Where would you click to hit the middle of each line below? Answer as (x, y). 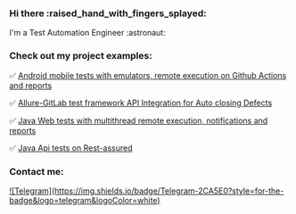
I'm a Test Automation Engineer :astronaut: (88, 33)
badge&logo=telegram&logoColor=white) (85, 200)
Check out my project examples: (81, 56)
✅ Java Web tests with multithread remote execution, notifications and (139, 120)
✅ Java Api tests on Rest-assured (71, 148)
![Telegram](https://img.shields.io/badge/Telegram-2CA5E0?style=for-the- (147, 191)
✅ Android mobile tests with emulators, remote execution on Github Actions (148, 75)
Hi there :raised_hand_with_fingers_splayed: (108, 13)
